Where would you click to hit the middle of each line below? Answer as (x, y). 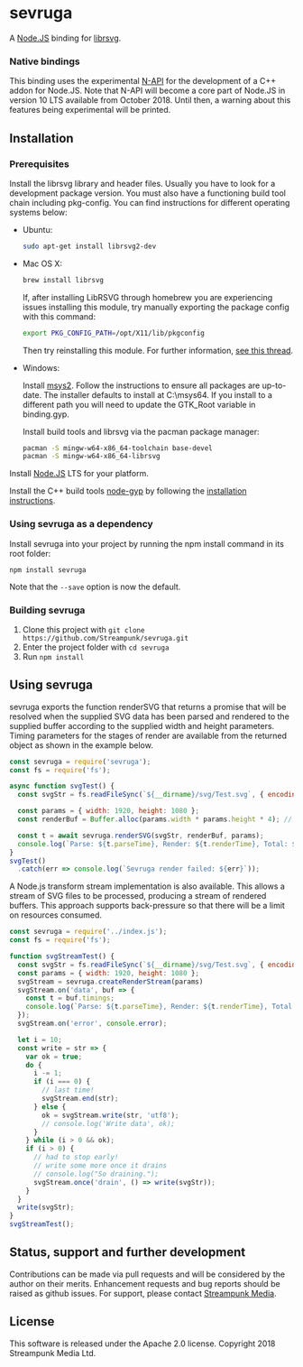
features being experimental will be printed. (90, 110)
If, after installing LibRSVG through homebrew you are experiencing (147, 297)
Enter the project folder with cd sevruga (96, 647)
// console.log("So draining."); (96, 1174)
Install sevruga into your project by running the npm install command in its (147, 543)
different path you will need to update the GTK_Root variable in (139, 404)
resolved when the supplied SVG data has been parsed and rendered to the (150, 716)
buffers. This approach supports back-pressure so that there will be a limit (147, 906)
